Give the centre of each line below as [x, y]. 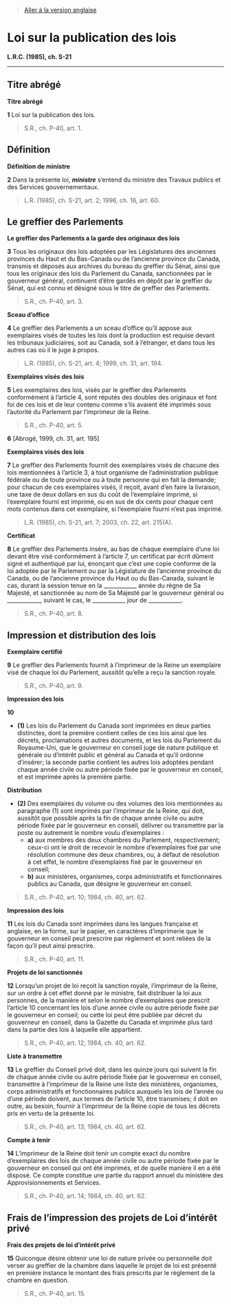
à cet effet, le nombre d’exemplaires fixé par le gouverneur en [115, 862]
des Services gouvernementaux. [53, 187]
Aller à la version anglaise [60, 10]
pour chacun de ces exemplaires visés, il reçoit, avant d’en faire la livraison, [114, 487]
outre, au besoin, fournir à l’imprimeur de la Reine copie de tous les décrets [114, 1106]
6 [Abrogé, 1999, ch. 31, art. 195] [53, 439]
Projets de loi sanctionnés [45, 972]
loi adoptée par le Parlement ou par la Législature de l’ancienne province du [114, 571]
